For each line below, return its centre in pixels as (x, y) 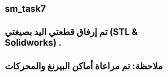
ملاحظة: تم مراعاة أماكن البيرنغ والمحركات (84, 66)
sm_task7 (25, 9)
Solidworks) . (33, 43)
